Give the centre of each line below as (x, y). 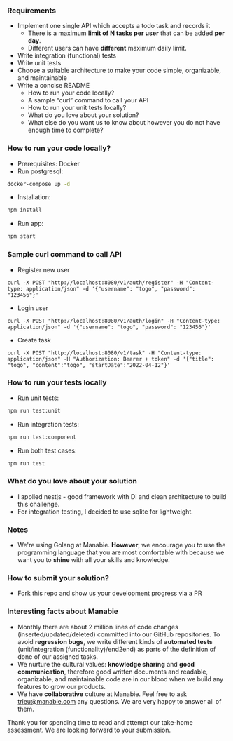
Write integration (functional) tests (67, 55)
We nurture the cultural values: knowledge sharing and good (106, 664)
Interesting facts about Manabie (63, 611)
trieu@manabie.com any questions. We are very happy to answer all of (119, 701)
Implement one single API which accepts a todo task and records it (114, 26)
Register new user (43, 269)
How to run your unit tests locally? (77, 108)
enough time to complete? (65, 130)
